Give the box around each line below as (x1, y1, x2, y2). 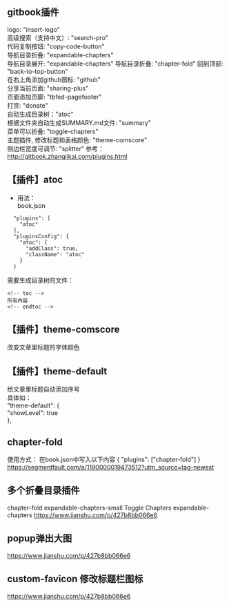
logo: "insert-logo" (7, 25, 60, 33)
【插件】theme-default (7, 365, 108, 377)
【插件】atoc (7, 174, 63, 186)
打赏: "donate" (7, 101, 48, 109)
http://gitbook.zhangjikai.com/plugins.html (7, 152, 128, 160)
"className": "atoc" (25, 251, 85, 258)
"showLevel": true (7, 409, 59, 417)
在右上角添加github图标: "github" (7, 75, 101, 84)
